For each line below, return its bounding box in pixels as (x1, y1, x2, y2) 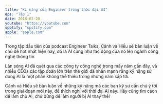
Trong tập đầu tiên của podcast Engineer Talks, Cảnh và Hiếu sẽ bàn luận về (5, 43, 158, 49)
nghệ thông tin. (5, 54, 36, 59)
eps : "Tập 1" (5, 12, 32, 17)
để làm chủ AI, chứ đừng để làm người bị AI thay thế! (5, 93, 110, 99)
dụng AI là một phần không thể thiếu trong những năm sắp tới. (5, 74, 130, 79)
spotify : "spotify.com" (5, 25, 54, 30)
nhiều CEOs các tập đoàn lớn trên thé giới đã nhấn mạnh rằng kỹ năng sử (5, 68, 152, 74)
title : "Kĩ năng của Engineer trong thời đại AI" (5, 7, 108, 12)
